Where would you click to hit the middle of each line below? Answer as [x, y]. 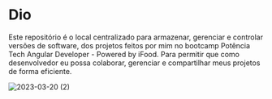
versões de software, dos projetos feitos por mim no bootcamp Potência [129, 45]
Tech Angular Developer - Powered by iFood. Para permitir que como [124, 54]
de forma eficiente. [40, 71]
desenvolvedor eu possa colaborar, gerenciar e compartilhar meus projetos [134, 63]
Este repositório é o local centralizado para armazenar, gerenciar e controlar [136, 37]
